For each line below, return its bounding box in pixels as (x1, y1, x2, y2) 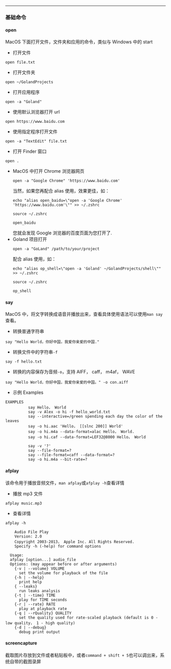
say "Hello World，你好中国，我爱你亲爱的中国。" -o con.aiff (5, 380, 128, 385)
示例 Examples (12, 389, 44, 395)
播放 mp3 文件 (12, 490, 43, 497)
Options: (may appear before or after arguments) (10, 561, 117, 567)
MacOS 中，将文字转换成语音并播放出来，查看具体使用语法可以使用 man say (5, 311, 163, 317)
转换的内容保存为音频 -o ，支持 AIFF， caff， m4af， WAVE (12, 369, 135, 375)
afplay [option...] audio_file (10, 557, 76, 562)
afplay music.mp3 (5, 500, 42, 506)
